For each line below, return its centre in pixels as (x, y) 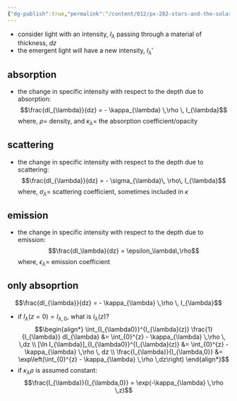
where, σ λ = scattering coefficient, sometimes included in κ (103, 192)
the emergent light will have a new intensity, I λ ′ (85, 52)
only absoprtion (43, 286)
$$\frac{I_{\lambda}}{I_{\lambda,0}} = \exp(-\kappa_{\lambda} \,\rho (123, 383)
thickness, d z (37, 43)
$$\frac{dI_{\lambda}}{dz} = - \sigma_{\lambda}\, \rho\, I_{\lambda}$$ (124, 180)
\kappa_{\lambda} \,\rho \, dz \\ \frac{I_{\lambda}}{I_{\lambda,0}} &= (124, 352)
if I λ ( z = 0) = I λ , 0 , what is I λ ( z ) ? (63, 317)
